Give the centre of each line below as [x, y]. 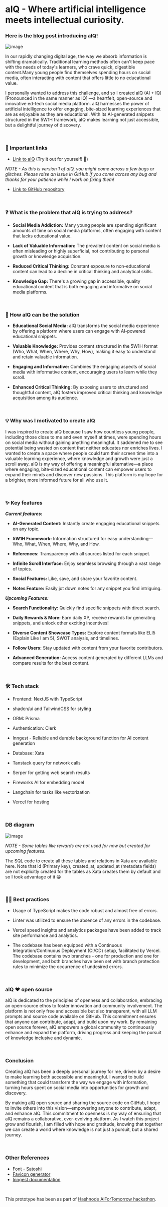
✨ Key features [24, 502]
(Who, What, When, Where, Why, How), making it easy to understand [84, 352]
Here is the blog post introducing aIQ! [52, 36]
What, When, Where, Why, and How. [62, 544]
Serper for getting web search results [51, 773]
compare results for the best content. [51, 663]
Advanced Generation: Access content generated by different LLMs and [88, 657]
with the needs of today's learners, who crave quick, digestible [70, 67]
